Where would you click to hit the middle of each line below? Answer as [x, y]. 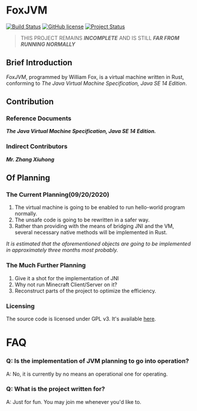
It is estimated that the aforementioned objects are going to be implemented [98, 244]
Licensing [21, 306]
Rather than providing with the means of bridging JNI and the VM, [94, 226]
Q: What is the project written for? [56, 389]
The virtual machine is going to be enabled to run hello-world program [100, 207]
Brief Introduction [39, 63]
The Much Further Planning [46, 266]
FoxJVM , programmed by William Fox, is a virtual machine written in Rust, [95, 77]
